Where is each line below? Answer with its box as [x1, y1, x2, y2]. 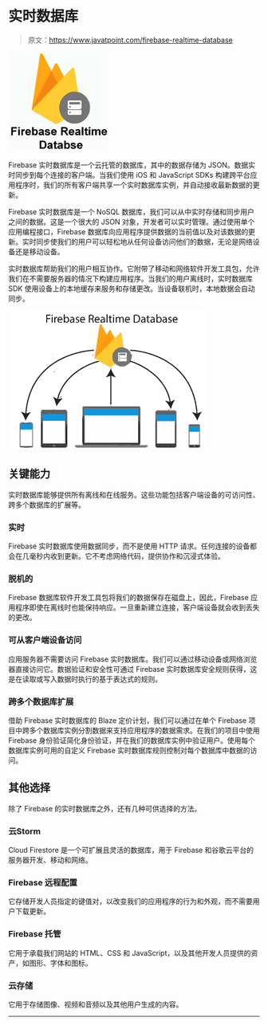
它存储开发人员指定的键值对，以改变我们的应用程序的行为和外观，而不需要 [8, 897, 253, 906]
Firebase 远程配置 [8, 877, 78, 888]
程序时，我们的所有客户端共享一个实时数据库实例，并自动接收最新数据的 [14, 180, 253, 190]
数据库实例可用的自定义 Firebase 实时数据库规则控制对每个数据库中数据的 [8, 745, 250, 755]
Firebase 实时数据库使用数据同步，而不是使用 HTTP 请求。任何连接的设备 [8, 541, 250, 551]
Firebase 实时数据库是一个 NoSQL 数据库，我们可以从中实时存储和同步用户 [8, 206, 255, 216]
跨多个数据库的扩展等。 [8, 500, 85, 509]
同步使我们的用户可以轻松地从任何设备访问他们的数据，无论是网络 [35, 237, 253, 246]
